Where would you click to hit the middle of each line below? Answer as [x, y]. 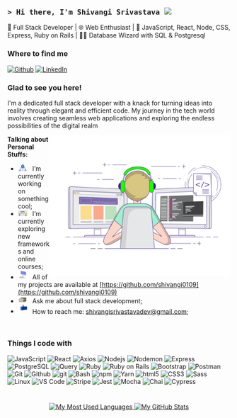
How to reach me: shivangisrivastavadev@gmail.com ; [110, 311]
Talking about [28, 139]
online [27, 259]
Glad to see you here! [45, 87]
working [29, 183]
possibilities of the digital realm [53, 125]
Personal [21, 147]
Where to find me [38, 54]
